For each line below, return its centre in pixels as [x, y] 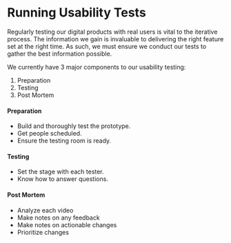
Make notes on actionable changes [67, 224]
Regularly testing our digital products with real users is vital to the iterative [112, 32]
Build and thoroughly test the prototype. [74, 126]
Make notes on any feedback [58, 218]
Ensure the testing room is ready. [64, 141]
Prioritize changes [43, 232]
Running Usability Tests [77, 13]
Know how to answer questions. [63, 179]
